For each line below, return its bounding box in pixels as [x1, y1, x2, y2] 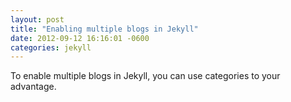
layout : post [10, 14, 65, 25]
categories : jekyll [10, 42, 92, 53]
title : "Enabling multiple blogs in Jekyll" [10, 24, 199, 34]
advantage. [10, 81, 57, 93]
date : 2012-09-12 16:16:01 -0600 [10, 33, 150, 43]
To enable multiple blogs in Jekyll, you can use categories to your [10, 70, 281, 82]
